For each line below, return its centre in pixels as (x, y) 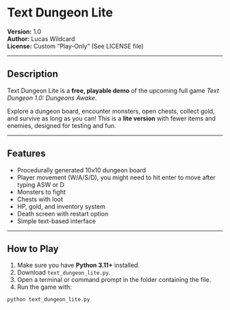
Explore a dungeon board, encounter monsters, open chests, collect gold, (111, 111)
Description (33, 74)
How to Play (33, 249)
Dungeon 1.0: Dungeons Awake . (52, 98)
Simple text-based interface (56, 221)
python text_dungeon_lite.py (49, 300)
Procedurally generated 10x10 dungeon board (81, 170)
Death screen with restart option (63, 214)
